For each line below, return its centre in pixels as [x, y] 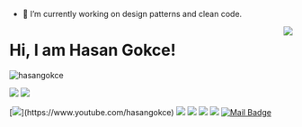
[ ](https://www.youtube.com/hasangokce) [92, 112]
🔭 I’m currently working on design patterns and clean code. [132, 14]
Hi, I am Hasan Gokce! [93, 50]
